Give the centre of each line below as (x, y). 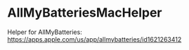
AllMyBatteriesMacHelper (85, 13)
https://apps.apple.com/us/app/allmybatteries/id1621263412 (94, 39)
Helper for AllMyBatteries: (45, 32)
